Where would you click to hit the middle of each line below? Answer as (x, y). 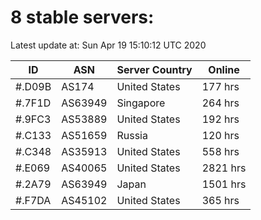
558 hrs (220, 151)
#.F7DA (33, 200)
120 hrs (220, 135)
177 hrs (220, 86)
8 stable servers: (82, 17)
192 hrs (220, 119)
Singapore (141, 103)
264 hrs (220, 103)
